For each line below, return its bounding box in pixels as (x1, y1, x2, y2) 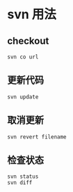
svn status (7, 173, 39, 180)
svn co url (7, 53, 39, 60)
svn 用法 (7, 6, 57, 23)
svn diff (7, 179, 33, 186)
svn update (7, 93, 39, 101)
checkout (7, 34, 49, 46)
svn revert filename (7, 133, 67, 141)
